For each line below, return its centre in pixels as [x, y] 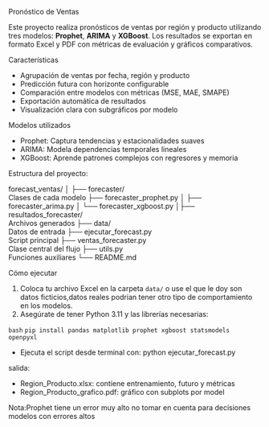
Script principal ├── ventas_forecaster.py [77, 240]
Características [33, 60]
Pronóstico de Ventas [44, 12]
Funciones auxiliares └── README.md [73, 257]
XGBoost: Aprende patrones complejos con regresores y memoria [129, 158]
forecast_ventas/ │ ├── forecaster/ [67, 189]
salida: [19, 368]
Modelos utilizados [39, 125]
